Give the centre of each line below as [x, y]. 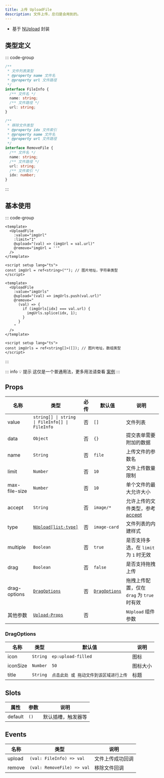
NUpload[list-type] [56, 527]
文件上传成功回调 [114, 758]
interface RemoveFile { [29, 148]
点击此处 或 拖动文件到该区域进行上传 [90, 675]
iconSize [18, 666]
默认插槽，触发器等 [65, 717]
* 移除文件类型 [20, 125]
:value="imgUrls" [31, 292]
